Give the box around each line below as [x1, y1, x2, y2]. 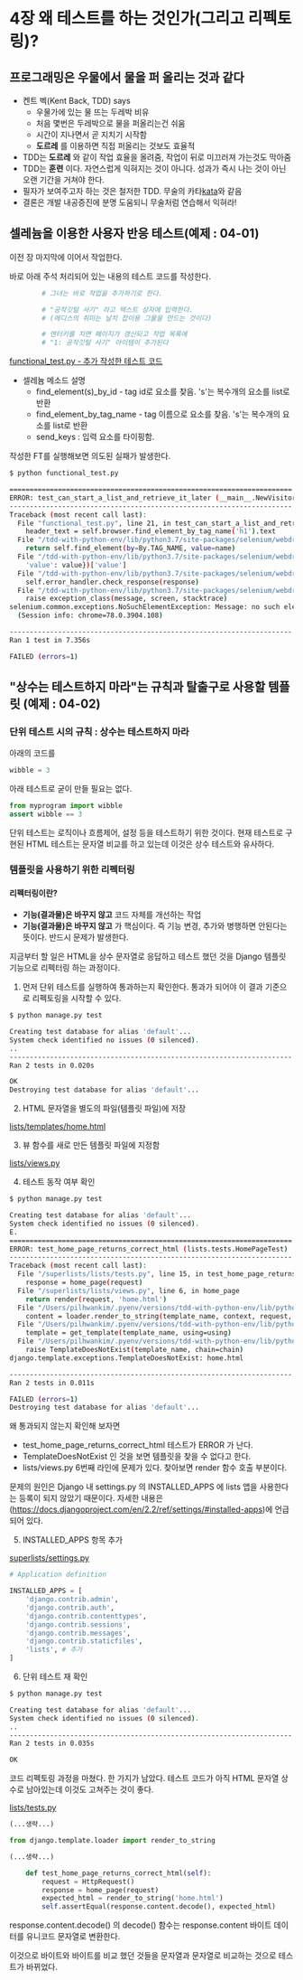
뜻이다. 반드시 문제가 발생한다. [22, 932, 129, 943]
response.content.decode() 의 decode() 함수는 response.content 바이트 [9, 1919, 272, 1930]
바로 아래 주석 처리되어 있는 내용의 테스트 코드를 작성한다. [9, 270, 212, 281]
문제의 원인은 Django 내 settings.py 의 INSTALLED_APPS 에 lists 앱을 [9, 1481, 258, 1492]
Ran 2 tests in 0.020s [9, 1061, 95, 1070]
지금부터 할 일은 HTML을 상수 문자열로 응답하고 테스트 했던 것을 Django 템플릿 [9, 951, 287, 962]
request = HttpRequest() [41, 1877, 135, 1886]
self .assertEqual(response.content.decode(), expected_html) [41, 1902, 277, 1911]
